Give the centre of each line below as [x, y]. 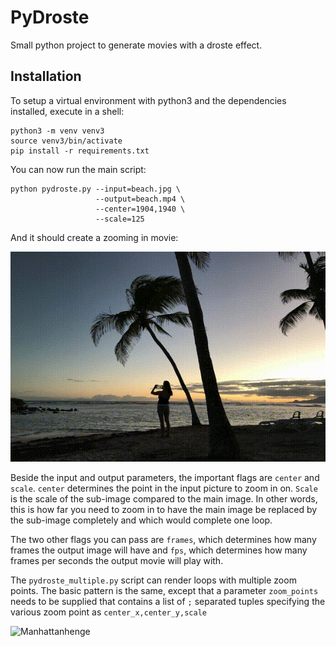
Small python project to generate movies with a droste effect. [136, 45]
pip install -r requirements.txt [80, 151]
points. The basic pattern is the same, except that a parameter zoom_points [164, 590]
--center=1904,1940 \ [140, 209]
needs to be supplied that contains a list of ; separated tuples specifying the [168, 601]
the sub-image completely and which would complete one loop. [141, 520]
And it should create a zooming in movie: [94, 237]
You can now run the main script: [78, 169]
